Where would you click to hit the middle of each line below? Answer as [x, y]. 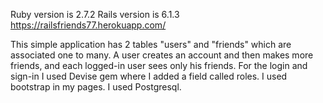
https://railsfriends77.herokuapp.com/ [88, 25]
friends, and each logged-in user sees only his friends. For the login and [159, 65]
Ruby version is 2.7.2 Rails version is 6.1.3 [95, 14]
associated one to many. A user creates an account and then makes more [162, 55]
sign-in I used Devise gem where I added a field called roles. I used [149, 76]
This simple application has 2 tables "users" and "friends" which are [151, 44]
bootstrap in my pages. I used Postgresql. [96, 87]
